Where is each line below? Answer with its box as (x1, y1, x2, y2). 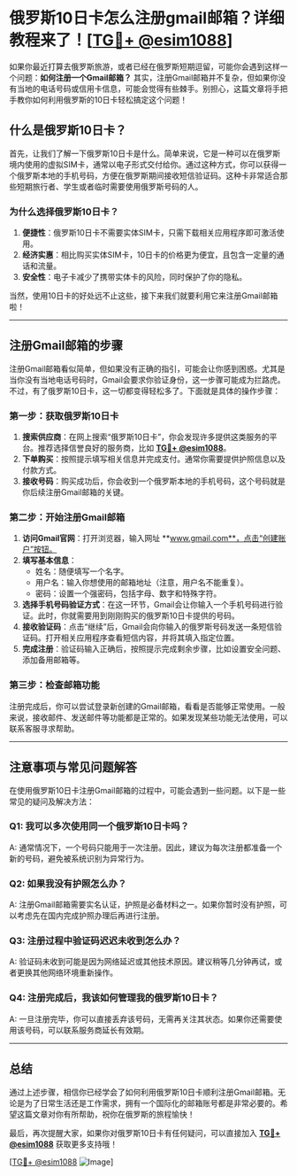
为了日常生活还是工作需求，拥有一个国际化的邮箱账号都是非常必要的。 (24, 1097, 280, 1108)
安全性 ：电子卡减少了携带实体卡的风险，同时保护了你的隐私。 (21, 272, 247, 282)
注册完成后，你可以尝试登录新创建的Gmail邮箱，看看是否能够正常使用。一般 (9, 700, 286, 711)
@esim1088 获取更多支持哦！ (9, 1139, 118, 1149)
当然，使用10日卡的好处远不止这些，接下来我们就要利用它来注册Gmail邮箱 (9, 290, 278, 301)
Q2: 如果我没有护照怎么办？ (9, 878, 127, 890)
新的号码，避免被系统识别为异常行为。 (9, 853, 148, 863)
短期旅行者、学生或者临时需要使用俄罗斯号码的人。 (16, 181, 203, 191)
